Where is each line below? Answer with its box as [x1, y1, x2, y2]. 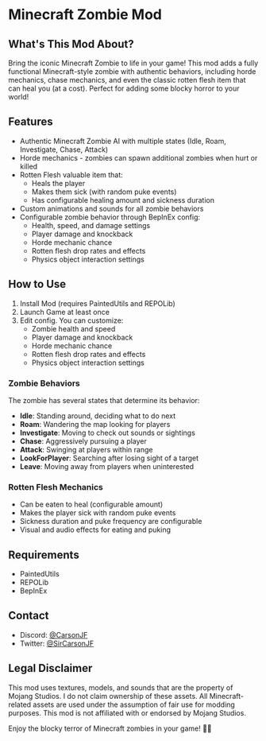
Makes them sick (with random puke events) [31, 187, 177, 196]
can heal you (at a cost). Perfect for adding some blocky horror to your [8, 83, 240, 93]
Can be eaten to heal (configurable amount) [19, 499, 164, 510]
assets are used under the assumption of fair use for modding [33, 700, 236, 709]
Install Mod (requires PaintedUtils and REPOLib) [19, 298, 176, 308]
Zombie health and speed [31, 324, 116, 333]
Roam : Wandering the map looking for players [19, 419, 171, 429]
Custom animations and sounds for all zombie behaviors [19, 204, 204, 213]
